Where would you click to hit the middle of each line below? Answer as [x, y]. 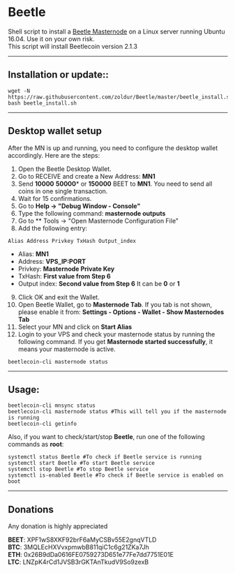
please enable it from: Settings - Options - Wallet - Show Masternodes [121, 312]
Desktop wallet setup [55, 131]
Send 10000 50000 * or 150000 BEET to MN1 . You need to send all [115, 184]
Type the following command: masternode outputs [92, 213]
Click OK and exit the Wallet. [59, 297]
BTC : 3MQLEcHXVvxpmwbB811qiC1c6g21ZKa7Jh [78, 547]
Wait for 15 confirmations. [55, 198]
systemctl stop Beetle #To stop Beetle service [78, 469]
